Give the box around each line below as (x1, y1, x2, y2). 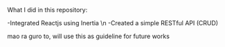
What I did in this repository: (7, 6, 88, 14)
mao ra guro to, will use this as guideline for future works (7, 32, 170, 40)
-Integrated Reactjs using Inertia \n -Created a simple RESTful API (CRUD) (7, 19, 219, 27)
